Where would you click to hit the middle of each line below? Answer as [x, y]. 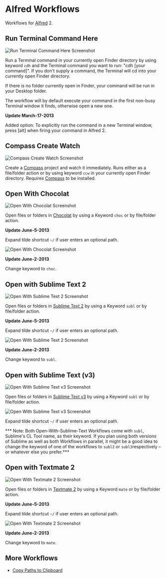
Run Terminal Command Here [52, 39]
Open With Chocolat [37, 194]
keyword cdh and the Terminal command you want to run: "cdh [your [75, 65]
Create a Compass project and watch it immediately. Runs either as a [76, 167]
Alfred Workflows [42, 9]
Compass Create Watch [43, 146]
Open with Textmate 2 [40, 467]
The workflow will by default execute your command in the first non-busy [80, 100]
